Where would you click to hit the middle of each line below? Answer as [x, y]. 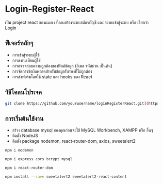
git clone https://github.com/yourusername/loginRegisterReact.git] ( [77, 103]
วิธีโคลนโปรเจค [24, 92]
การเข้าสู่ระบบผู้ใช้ [26, 55]
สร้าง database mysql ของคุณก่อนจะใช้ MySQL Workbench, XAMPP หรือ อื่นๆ [82, 130]
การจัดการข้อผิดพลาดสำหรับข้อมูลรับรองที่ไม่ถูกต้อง [52, 71]
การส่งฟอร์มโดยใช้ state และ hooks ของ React [52, 77]
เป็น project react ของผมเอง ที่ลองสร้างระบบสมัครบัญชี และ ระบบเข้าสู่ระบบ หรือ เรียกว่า [77, 22]
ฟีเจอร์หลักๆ [19, 43]
